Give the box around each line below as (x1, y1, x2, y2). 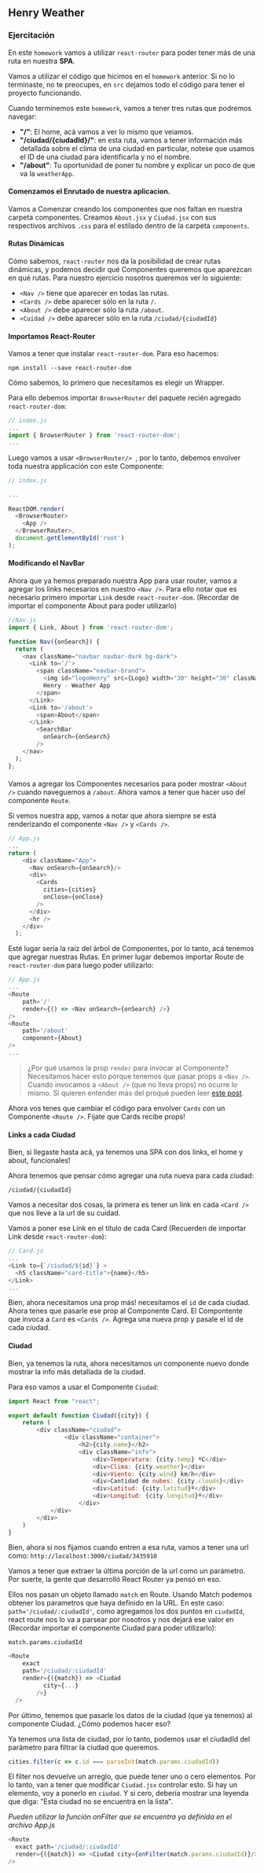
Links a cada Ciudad (8, 1130, 76, 1139)
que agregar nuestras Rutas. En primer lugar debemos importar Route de (8, 952, 244, 962)
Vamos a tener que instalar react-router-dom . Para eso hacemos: (8, 349, 219, 359)
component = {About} (22, 1034, 82, 1042)
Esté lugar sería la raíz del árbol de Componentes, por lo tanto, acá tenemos (8, 944, 255, 953)
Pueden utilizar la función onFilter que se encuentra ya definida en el (8, 1812, 233, 1822)
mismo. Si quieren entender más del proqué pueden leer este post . (27, 1088, 244, 1097)
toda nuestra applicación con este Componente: (8, 461, 164, 470)
